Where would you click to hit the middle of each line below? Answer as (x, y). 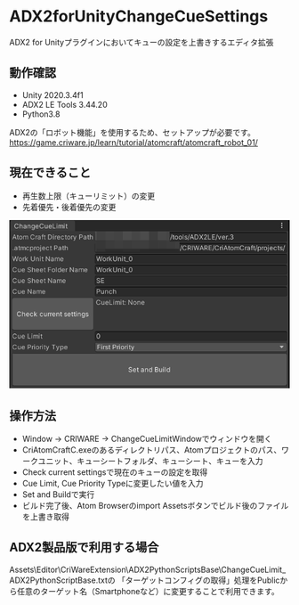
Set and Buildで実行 (58, 495)
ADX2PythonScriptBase (53, 580)
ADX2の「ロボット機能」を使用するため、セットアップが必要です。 (132, 132)
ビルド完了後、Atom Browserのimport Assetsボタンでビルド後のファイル (155, 506)
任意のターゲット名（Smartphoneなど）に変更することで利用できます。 (148, 591)
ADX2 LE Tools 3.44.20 (65, 104)
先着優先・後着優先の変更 (69, 207)
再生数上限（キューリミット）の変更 (89, 196)
